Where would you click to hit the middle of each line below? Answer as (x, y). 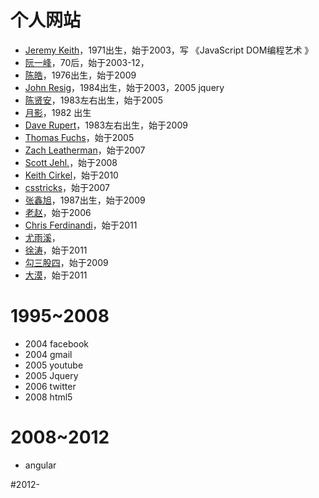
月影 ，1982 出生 (58, 112)
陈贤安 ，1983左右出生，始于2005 (93, 100)
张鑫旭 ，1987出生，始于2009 (85, 200)
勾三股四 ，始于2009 (66, 262)
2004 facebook (57, 343)
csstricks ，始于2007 (67, 187)
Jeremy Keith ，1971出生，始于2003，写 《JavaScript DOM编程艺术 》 (169, 50)
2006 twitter (50, 386)
